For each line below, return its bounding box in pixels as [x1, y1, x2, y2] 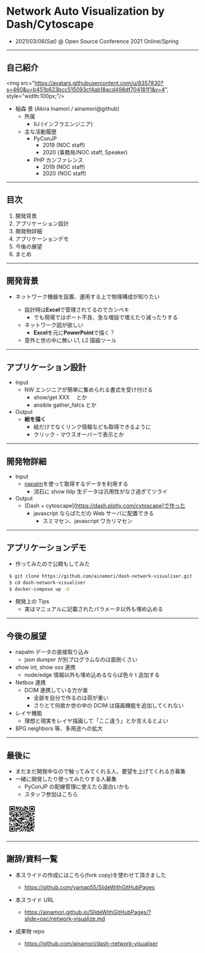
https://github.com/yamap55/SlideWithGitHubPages [24, 883, 155, 891]
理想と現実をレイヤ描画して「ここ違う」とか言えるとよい [24, 717, 169, 725]
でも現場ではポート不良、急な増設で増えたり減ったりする [33, 314, 178, 321]
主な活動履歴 [24, 127, 57, 135]
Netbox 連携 [15, 679, 46, 687]
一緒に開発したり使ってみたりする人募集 [15, 775, 117, 783]
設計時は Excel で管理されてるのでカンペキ [24, 306, 129, 314]
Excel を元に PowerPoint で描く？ [33, 329, 115, 336]
